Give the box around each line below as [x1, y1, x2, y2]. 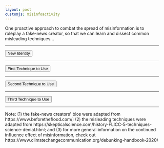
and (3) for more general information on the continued [47, 126, 156, 132]
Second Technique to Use [7, 81, 54, 86]
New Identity [7, 50, 30, 56]
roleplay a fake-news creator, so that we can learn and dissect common [5, 30, 149, 36]
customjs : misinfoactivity [5, 12, 60, 17]
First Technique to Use [7, 66, 48, 71]
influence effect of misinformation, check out [5, 132, 96, 138]
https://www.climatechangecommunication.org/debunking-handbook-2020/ [5, 137, 159, 143]
